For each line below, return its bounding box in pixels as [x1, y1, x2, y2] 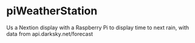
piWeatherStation [6, 4, 98, 18]
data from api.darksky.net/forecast [6, 30, 93, 37]
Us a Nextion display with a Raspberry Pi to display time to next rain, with [6, 24, 190, 31]
